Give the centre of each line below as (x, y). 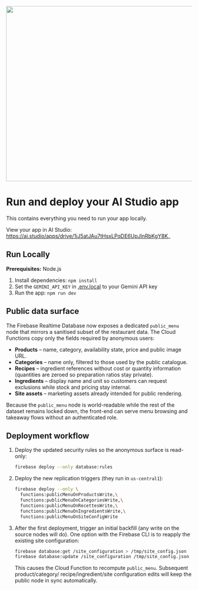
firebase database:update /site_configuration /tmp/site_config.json (102, 557)
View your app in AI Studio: (39, 230)
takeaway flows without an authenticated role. (62, 417)
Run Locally (28, 255)
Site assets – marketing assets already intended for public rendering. (98, 393)
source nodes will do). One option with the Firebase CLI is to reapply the (102, 534)
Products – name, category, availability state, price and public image (98, 349)
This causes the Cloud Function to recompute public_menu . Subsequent (101, 568)
